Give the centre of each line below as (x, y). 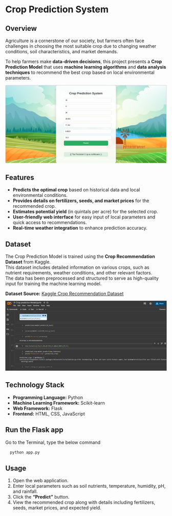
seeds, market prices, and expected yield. (57, 508)
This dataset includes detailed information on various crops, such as (77, 267)
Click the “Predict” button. (41, 497)
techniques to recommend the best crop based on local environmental (80, 72)
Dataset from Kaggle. (28, 262)
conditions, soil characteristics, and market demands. (62, 52)
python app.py (25, 452)
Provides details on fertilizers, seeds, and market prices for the (81, 201)
